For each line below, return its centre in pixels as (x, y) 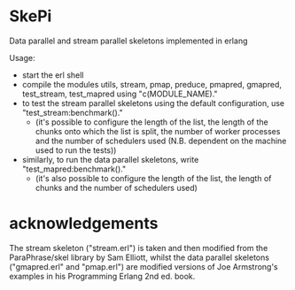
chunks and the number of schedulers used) (116, 187)
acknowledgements (84, 224)
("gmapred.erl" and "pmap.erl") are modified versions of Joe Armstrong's (144, 266)
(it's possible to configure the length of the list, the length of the (151, 122)
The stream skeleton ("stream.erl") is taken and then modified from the (139, 248)
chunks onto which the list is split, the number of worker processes (158, 131)
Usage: (22, 57)
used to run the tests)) (76, 150)
